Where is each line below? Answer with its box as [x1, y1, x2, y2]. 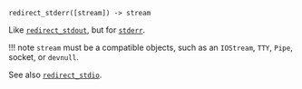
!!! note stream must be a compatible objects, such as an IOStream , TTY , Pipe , [8, 42, 294, 53]
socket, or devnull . [8, 52, 79, 63]
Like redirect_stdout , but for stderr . [8, 25, 146, 35]
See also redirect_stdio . [8, 69, 102, 80]
